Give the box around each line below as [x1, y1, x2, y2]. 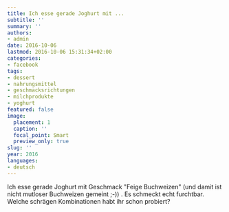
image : [7, 112, 26, 119]
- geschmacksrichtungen [7, 87, 76, 94]
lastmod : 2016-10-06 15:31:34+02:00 [7, 49, 112, 56]
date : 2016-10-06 [7, 42, 57, 49]
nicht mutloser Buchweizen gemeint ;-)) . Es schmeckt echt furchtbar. [7, 190, 204, 198]
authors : [7, 29, 32, 36]
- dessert [7, 74, 36, 81]
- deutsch [7, 163, 36, 171]
